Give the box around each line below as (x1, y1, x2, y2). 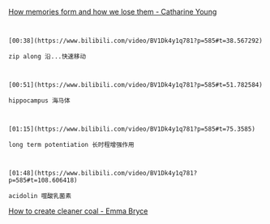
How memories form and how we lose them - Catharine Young (8, 7, 217, 16)
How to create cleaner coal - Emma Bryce (8, 206, 148, 216)
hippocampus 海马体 (8, 97, 71, 105)
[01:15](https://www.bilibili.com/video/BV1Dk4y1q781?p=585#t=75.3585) (8, 125, 255, 133)
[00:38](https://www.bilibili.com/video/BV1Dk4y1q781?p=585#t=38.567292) (8, 37, 264, 45)
